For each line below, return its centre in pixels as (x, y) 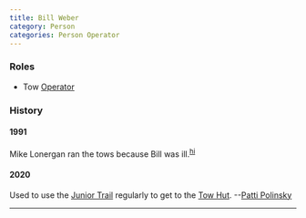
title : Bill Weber (44, 18)
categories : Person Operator (65, 35)
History (26, 110)
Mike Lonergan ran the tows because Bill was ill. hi (102, 153)
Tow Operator (48, 87)
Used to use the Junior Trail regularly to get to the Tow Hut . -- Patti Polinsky (151, 195)
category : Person (42, 26)
